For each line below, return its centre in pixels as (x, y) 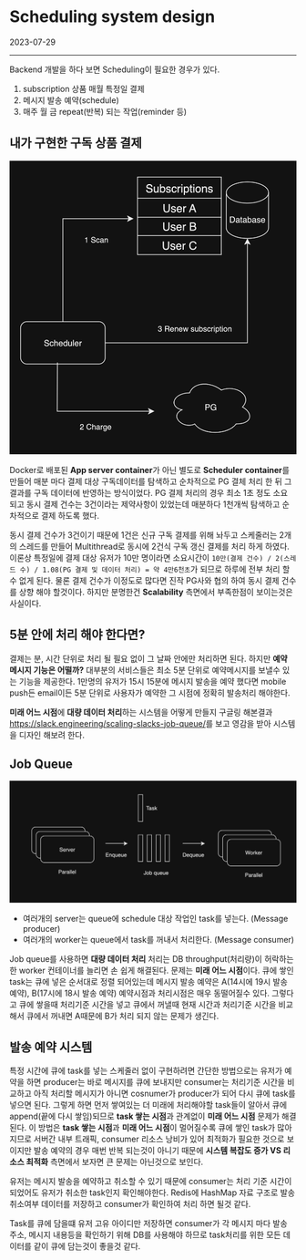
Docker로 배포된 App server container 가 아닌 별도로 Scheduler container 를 (149, 470)
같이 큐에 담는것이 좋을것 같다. (87, 1246)
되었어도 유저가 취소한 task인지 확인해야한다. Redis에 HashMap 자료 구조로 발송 (153, 1193)
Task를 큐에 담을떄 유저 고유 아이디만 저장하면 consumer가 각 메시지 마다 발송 (149, 1224)
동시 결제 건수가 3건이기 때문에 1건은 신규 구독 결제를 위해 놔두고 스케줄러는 (143, 534)
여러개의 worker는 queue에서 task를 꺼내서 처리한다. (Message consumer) (158, 939)
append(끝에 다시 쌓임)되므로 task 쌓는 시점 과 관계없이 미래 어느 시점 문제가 (145, 1116)
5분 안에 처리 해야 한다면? (77, 635)
